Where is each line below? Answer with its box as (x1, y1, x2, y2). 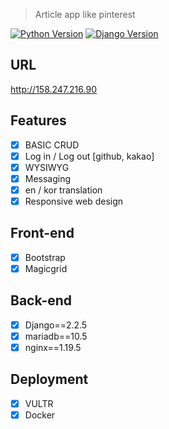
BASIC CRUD (24, 139, 80, 151)
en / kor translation (24, 184, 103, 196)
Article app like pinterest (34, 9, 136, 20)
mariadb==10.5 (24, 330, 88, 342)
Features (10, 112, 67, 129)
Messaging (24, 172, 72, 184)
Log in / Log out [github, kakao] (24, 150, 155, 162)
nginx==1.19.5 (24, 341, 82, 353)
